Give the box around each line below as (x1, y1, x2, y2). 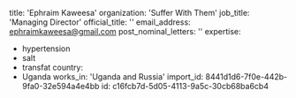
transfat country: (21, 62, 84, 72)
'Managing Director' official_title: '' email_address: (9, 17, 192, 27)
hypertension (21, 43, 71, 54)
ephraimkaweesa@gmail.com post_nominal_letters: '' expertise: (9, 26, 241, 36)
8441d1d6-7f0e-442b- (205, 72, 288, 82)
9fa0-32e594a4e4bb (21, 81, 100, 91)
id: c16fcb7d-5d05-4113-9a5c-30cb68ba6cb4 (101, 81, 269, 91)
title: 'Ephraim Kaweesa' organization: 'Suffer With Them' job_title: (9, 8, 250, 18)
